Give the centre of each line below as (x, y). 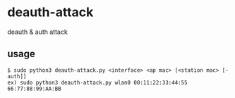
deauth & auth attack (38, 32)
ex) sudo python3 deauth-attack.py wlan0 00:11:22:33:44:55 (98, 82)
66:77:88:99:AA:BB (34, 89)
